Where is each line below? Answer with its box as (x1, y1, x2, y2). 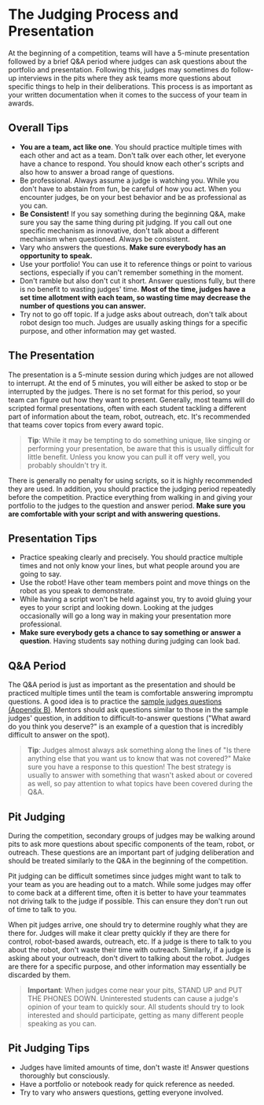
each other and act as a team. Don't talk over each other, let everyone (19, 150, 246, 160)
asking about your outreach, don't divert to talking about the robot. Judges (8, 954, 250, 963)
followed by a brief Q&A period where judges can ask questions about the (8, 57, 247, 66)
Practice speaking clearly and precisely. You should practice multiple (19, 552, 244, 562)
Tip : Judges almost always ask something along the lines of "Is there (27, 745, 251, 755)
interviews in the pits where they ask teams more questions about (18, 73, 232, 83)
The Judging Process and (8, 6, 179, 24)
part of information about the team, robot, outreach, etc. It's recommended (8, 412, 251, 421)
